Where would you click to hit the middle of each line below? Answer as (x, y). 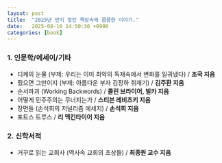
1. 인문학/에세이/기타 (39, 58)
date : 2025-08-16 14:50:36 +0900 (58, 26)
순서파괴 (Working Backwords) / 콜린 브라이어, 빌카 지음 (93, 91)
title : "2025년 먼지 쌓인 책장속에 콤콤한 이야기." (73, 20)
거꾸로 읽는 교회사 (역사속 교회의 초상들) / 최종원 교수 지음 (94, 152)
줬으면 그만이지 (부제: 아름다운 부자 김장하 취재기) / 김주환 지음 (100, 82)
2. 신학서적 (24, 136)
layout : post (26, 13)
